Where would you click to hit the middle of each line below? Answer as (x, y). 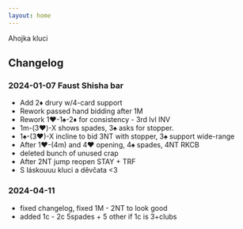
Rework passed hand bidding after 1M (82, 111)
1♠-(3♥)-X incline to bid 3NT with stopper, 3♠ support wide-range (127, 136)
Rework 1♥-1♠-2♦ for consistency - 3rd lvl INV (95, 120)
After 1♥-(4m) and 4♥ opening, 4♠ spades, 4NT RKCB (109, 145)
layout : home (30, 15)
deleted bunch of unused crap (69, 153)
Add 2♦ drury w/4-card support (71, 103)
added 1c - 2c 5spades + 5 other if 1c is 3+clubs (98, 216)
